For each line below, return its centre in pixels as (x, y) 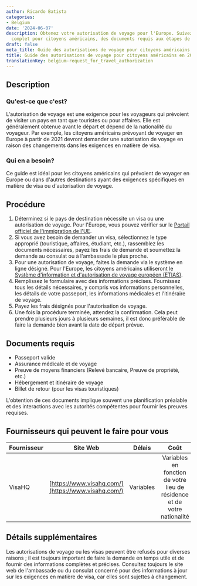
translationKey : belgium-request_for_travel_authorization (80, 61)
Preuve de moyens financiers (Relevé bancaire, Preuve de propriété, (97, 370)
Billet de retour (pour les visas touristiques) (67, 389)
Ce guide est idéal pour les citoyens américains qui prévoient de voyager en (98, 174)
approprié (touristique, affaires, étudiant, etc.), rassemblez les (89, 244)
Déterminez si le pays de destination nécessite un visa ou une (89, 219)
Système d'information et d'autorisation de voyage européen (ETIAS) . (98, 275)
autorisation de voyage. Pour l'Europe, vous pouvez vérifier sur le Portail (102, 225)
